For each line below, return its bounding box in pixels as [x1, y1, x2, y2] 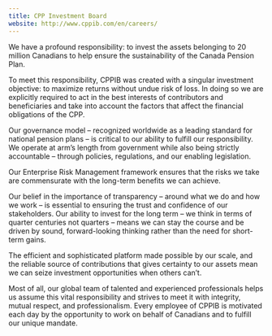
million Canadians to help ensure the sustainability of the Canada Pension [8, 50, 254, 60]
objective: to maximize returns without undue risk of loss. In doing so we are [8, 83, 264, 94]
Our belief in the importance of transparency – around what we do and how [8, 191, 261, 201]
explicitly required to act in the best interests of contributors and [8, 92, 223, 102]
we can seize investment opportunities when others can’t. [8, 268, 202, 277]
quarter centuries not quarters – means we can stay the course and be [8, 217, 244, 227]
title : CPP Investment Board [8, 11, 107, 20]
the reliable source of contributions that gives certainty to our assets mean [8, 259, 258, 268]
